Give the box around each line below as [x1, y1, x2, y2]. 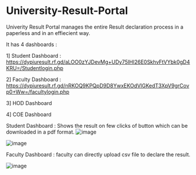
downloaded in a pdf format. [6, 128, 75, 135]
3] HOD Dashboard [6, 99, 53, 106]
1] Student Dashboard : [6, 52, 61, 59]
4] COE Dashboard [6, 111, 51, 118]
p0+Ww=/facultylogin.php [6, 88, 70, 95]
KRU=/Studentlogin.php [6, 64, 64, 71]
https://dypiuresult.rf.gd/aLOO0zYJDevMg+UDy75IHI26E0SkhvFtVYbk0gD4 [6, 58, 190, 65]
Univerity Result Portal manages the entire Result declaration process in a [6, 23, 184, 30]
